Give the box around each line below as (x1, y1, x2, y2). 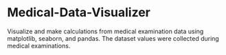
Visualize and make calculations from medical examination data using (7, 27, 204, 35)
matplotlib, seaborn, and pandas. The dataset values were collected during (7, 34, 220, 42)
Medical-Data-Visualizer (7, 5, 151, 20)
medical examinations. (7, 41, 71, 50)
